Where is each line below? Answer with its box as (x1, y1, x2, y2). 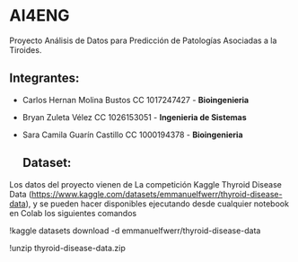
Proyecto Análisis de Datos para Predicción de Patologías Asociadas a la (9, 35, 277, 46)
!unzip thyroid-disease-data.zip (9, 242, 126, 253)
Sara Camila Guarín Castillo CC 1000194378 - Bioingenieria (22, 129, 244, 140)
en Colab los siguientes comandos (9, 207, 137, 218)
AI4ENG (9, 5, 70, 26)
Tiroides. (9, 44, 42, 55)
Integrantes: (9, 71, 80, 86)
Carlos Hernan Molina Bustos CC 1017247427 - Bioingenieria (22, 94, 250, 105)
